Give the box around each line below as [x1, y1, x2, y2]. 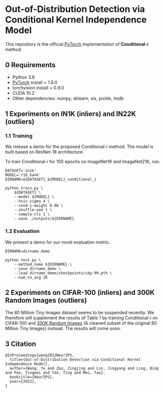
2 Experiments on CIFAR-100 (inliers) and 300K [5, 288, 155, 297]
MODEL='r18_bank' [5, 173, 41, 178]
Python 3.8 [12, 74, 35, 80]
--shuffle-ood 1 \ [14, 208, 52, 213]
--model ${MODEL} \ [14, 194, 55, 200]
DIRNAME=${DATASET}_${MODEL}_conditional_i [5, 177, 97, 182]
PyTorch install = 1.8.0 [12, 79, 58, 85]
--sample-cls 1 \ [14, 212, 50, 217]
